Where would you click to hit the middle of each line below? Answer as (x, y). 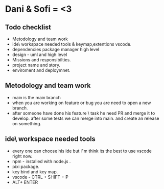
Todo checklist (28, 27)
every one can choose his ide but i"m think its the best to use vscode (82, 151)
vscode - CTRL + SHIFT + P (40, 177)
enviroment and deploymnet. (41, 70)
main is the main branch (36, 97)
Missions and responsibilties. (41, 60)
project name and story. (36, 65)
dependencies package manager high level (56, 49)
